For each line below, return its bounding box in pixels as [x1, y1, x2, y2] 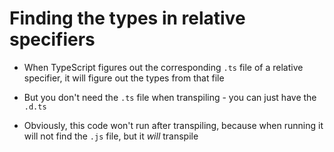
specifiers [9, 28, 96, 51]
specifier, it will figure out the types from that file [23, 72, 225, 84]
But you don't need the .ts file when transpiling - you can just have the [23, 91, 317, 103]
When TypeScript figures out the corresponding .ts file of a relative [23, 61, 304, 73]
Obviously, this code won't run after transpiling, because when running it [23, 119, 324, 131]
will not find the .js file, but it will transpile [23, 130, 199, 142]
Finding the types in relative [9, 7, 246, 30]
